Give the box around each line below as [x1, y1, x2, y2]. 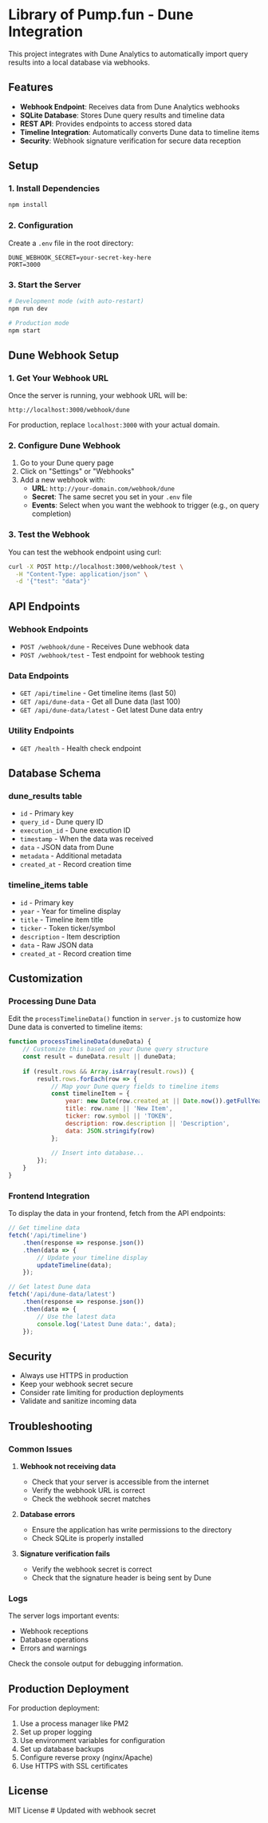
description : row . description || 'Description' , [65, 1119, 230, 1127]
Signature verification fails [19, 1548, 110, 1559]
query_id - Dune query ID [19, 817, 104, 827]
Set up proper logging [19, 1727, 93, 1737]
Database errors [19, 1509, 76, 1519]
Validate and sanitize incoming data [19, 1396, 137, 1406]
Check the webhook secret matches [31, 1494, 152, 1503]
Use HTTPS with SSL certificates [19, 1761, 128, 1771]
